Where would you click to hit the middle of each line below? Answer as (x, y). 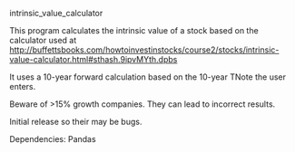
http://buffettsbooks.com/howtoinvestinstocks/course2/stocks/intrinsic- (144, 50)
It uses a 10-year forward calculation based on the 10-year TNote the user (147, 77)
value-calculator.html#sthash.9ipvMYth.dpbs (93, 59)
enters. (23, 86)
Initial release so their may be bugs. (76, 122)
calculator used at (43, 40)
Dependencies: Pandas (53, 139)
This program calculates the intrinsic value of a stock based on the (134, 30)
